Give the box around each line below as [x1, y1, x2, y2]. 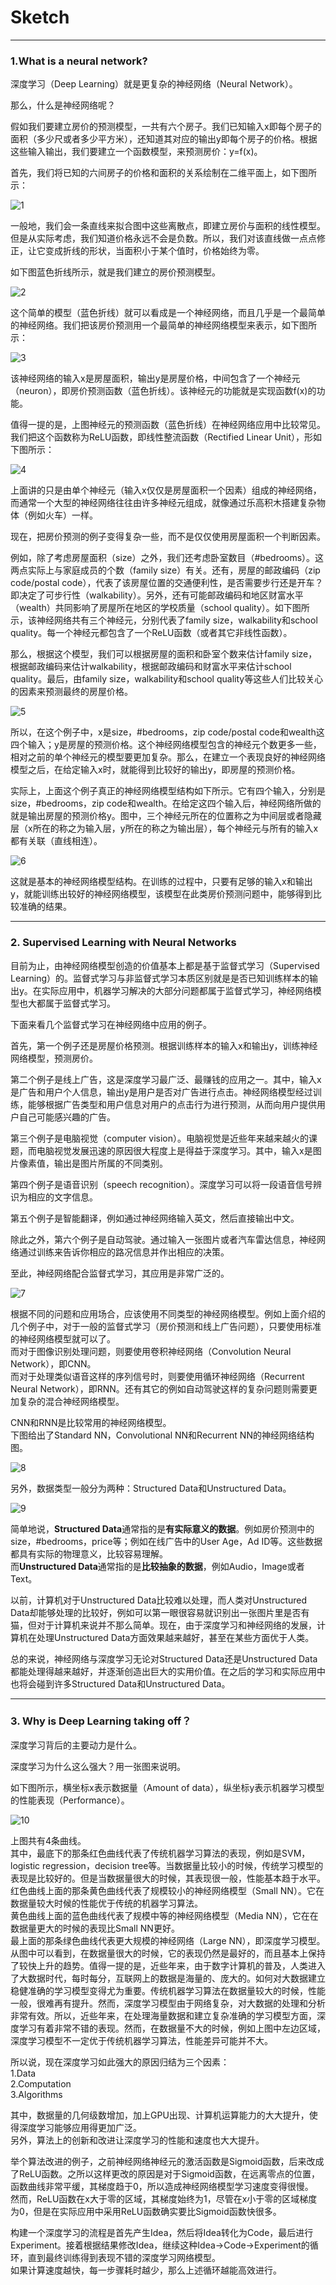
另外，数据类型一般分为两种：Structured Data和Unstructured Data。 [10, 1482, 292, 1494]
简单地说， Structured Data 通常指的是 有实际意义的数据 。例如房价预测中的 [10, 1522, 315, 1535]
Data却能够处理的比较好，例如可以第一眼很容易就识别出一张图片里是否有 [10, 1606, 310, 1618]
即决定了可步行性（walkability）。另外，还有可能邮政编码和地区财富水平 [10, 589, 304, 601]
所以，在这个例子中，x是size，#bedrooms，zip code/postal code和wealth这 [10, 726, 325, 738]
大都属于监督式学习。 [27, 997, 116, 1009]
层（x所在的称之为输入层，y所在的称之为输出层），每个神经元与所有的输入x [10, 822, 319, 835]
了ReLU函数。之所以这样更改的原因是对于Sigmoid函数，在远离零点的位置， [10, 2167, 320, 2180]
